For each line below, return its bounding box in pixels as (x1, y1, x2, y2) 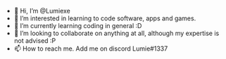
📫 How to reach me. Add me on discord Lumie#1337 (13, 44, 168, 53)
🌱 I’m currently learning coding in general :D (13, 22, 142, 29)
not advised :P (13, 37, 56, 45)
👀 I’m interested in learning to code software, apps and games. (13, 14, 196, 22)
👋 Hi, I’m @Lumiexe (13, 7, 70, 15)
